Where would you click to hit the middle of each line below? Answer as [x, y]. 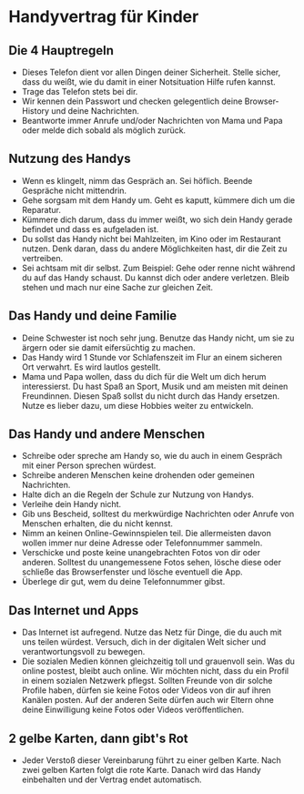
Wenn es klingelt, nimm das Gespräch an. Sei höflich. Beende [137, 180]
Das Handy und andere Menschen [107, 434]
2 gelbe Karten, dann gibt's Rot [98, 738]
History [35, 111]
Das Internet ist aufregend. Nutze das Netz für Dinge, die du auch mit [152, 632]
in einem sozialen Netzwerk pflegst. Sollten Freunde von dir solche [147, 681]
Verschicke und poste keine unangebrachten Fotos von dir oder [141, 553]
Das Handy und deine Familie [93, 316]
